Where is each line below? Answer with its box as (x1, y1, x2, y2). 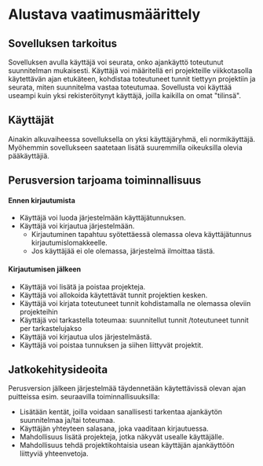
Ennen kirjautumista (8, 195, 76, 205)
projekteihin (19, 307, 58, 316)
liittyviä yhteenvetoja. (19, 449, 89, 458)
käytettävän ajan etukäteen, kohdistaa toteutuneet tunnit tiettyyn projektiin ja (8, 75, 256, 83)
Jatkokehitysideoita (8, 363, 108, 376)
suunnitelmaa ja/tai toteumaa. (19, 416, 115, 425)
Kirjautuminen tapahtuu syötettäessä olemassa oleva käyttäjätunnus (31, 230, 252, 239)
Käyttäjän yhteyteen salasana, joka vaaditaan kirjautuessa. (19, 424, 210, 433)
